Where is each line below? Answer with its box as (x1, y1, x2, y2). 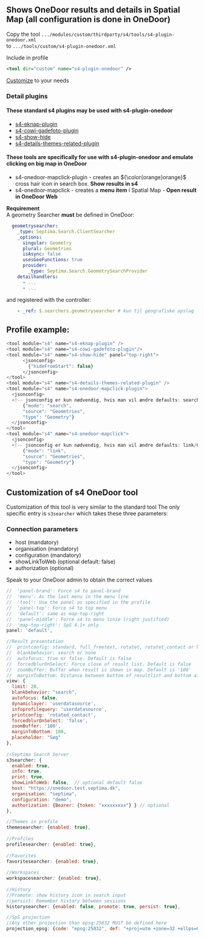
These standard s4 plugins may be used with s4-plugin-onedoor (6, 107, 173, 114)
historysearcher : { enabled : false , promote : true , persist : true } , (6, 903, 181, 909)
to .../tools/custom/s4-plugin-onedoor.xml (6, 42, 117, 49)
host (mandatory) (15, 539, 59, 546)
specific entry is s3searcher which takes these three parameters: (6, 510, 168, 517)
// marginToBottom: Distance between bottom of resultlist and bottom (6, 672, 191, 679)
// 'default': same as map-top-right (6, 610, 104, 617)
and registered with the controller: (6, 296, 92, 303)
